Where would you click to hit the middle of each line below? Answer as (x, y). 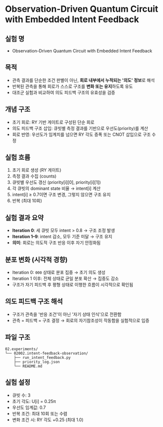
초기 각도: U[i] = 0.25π (34, 401)
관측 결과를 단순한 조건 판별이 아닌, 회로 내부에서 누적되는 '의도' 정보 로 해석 (83, 80)
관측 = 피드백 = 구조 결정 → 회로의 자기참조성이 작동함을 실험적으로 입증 (81, 320)
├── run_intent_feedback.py (42, 357)
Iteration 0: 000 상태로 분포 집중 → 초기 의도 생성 (59, 273)
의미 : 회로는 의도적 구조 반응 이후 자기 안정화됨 (56, 243)
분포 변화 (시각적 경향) (36, 260)
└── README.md (28, 366)
